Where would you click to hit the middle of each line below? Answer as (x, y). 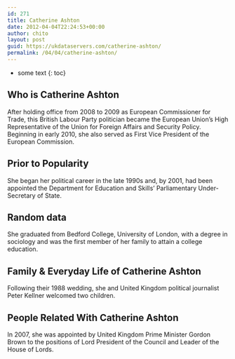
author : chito (28, 33)
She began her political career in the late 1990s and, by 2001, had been (110, 180)
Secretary (22, 195)
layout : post (26, 40)
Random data (37, 217)
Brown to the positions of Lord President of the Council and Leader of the (113, 341)
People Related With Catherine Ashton (93, 317)
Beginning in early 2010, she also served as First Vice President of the (108, 134)
